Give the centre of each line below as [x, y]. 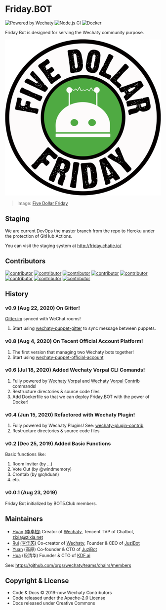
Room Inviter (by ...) [32, 464]
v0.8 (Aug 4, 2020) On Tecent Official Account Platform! [74, 341]
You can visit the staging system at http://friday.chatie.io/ [63, 246]
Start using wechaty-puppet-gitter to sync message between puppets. [84, 328]
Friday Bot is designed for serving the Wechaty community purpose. [75, 32]
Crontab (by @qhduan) [36, 474]
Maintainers [24, 519]
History [17, 294]
